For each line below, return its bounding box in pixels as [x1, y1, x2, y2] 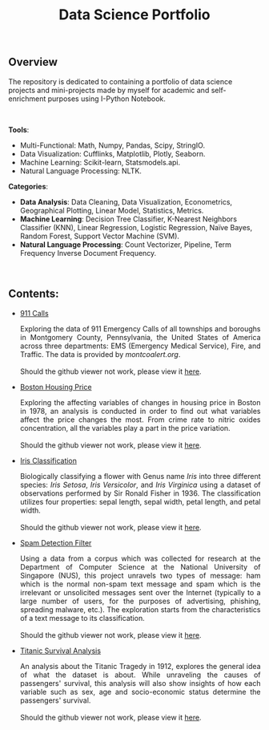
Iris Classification [19, 456, 78, 465]
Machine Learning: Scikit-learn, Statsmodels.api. [19, 157, 181, 167]
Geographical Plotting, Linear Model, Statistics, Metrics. [19, 205, 204, 215]
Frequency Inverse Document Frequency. [19, 248, 157, 258]
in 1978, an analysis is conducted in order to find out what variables [19, 406, 261, 416]
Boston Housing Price [19, 382, 92, 391]
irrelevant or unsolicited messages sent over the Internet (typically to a [19, 587, 261, 597]
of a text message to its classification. [19, 613, 146, 623]
